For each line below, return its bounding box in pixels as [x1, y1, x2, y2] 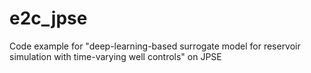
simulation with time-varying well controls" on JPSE [9, 50, 222, 62]
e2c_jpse [9, 7, 88, 30]
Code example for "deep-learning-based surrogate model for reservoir [9, 40, 301, 52]
